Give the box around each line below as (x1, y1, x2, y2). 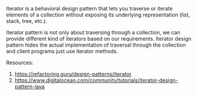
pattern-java (14, 83, 45, 90)
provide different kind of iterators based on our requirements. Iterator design (6, 35, 192, 42)
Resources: (6, 59, 34, 66)
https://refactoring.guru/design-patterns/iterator (14, 71, 132, 77)
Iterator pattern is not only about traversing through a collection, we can (6, 29, 181, 36)
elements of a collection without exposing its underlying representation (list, (6, 11, 190, 18)
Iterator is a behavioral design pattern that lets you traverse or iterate (6, 5, 173, 12)
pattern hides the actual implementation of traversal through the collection (6, 41, 186, 48)
